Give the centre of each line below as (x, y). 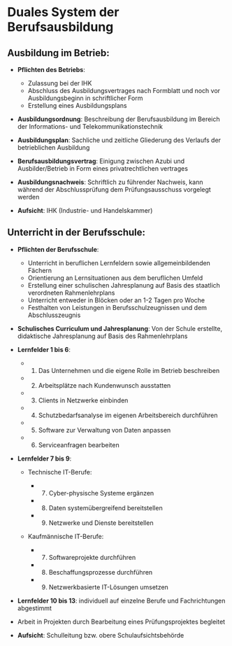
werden (28, 197)
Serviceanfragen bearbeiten (79, 444)
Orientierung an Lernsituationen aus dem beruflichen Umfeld (115, 278)
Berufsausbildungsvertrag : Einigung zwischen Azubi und (101, 161)
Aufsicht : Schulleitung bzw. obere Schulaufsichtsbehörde (101, 635)
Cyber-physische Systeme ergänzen (101, 493)
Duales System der (63, 12)
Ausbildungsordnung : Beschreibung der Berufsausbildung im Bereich (118, 119)
